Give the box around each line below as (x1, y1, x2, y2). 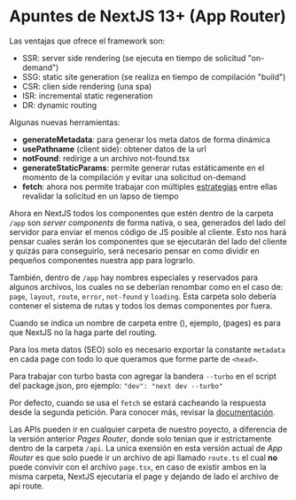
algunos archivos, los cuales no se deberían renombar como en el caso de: (9, 281, 284, 292)
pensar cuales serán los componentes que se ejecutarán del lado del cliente (9, 236, 288, 246)
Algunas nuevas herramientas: (9, 117, 121, 128)
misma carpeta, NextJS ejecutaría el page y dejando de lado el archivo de (9, 471, 279, 481)
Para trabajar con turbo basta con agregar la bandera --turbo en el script (9, 371, 277, 381)
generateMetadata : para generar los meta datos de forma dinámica (21, 134, 270, 145)
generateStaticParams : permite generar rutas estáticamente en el (21, 162, 265, 173)
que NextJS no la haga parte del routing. (9, 326, 158, 338)
